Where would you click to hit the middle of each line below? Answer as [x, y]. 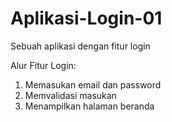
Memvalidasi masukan [70, 95]
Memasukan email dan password [93, 84]
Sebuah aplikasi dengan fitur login [80, 46]
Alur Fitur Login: [43, 65]
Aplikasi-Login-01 [86, 18]
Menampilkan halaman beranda [89, 106]
